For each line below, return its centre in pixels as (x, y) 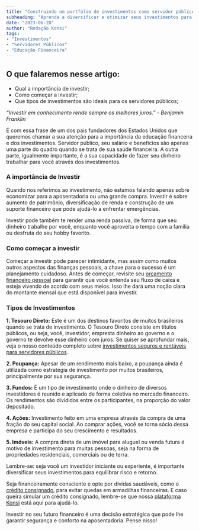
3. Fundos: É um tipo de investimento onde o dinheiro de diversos (86, 388)
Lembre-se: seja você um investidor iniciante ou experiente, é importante (95, 466)
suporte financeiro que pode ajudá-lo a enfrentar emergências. (83, 208)
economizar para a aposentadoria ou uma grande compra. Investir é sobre (97, 196)
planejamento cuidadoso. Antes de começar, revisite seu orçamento (89, 274)
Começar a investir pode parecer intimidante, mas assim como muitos (92, 261)
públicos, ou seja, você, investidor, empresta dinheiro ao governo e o (90, 333)
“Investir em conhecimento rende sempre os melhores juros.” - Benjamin (95, 113)
